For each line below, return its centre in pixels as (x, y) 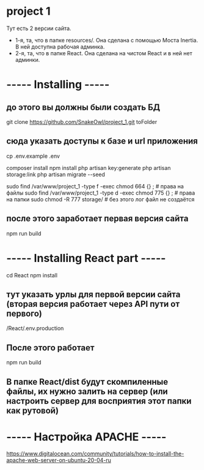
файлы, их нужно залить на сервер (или (87, 391)
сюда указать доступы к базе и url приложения (102, 141)
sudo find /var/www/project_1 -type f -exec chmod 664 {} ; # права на (95, 186)
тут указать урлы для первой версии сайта (93, 294)
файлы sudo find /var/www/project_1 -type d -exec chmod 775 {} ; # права (101, 193)
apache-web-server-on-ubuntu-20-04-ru (59, 460)
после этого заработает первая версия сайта (97, 219)
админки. (27, 60)
